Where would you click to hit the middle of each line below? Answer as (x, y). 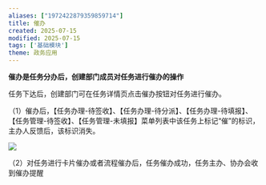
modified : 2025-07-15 (44, 38)
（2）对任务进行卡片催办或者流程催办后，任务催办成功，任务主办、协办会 (130, 163)
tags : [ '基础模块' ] (38, 46)
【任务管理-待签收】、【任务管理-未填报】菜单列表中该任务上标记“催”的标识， (134, 121)
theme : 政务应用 (33, 53)
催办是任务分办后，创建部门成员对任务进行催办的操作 (96, 76)
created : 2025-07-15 (43, 30)
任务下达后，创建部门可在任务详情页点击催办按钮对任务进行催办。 (117, 94)
